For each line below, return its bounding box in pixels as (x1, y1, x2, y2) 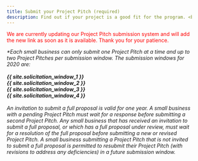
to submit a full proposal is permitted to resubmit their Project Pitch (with (6, 142, 183, 149)
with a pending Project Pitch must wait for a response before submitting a (6, 110, 186, 118)
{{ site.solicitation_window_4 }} (6, 92, 86, 99)
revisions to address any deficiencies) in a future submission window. (6, 148, 176, 155)
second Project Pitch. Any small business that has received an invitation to (6, 117, 188, 124)
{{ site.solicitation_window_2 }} (6, 79, 86, 86)
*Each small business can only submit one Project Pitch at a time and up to (6, 48, 190, 55)
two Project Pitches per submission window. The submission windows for (6, 54, 184, 61)
